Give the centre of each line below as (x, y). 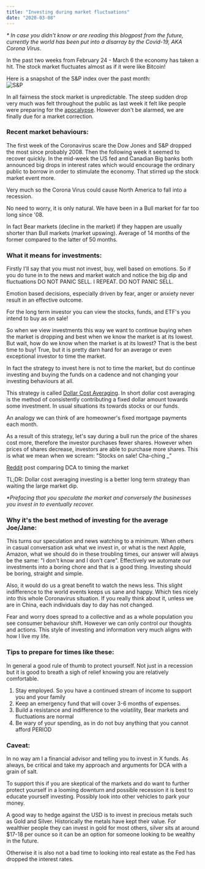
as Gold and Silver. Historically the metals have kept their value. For (91, 821)
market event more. (31, 177)
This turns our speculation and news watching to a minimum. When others (100, 541)
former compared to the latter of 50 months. (62, 239)
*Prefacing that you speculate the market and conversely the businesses (99, 498)
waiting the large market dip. (42, 486)
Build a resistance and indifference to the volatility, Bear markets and (102, 710)
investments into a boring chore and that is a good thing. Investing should (99, 567)
